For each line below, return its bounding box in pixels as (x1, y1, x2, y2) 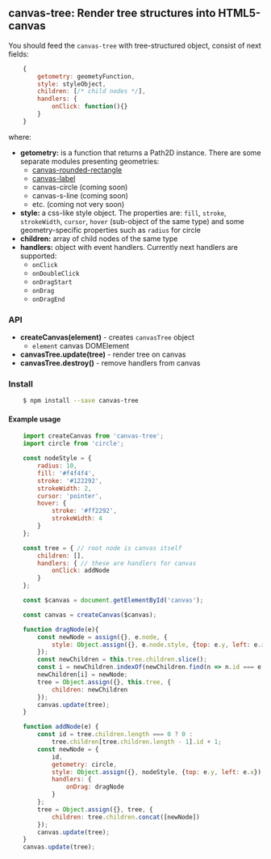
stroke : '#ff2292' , (51, 507, 117, 515)
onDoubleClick (31, 269, 80, 277)
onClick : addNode (51, 566, 110, 575)
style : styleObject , (37, 80, 106, 88)
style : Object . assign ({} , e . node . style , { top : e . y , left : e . (51, 641, 262, 649)
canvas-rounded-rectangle (31, 165, 123, 175)
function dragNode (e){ (23, 625, 99, 633)
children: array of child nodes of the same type (19, 234, 178, 243)
